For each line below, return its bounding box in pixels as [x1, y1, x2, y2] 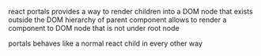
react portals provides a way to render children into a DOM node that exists [8, 7, 253, 16]
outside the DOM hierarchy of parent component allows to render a [8, 15, 227, 24]
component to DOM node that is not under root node [8, 24, 180, 32]
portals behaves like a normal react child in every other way [8, 39, 203, 48]
